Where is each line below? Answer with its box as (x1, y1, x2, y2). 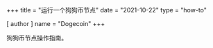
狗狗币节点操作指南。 (6, 34, 67, 42)
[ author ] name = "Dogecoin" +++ (6, 20, 105, 27)
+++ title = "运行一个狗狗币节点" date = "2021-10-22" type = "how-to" (6, 6, 207, 14)
